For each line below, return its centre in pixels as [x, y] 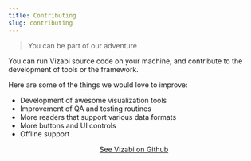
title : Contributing [43, 15]
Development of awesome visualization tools [93, 100]
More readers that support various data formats [98, 117]
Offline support [45, 134]
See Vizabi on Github [134, 149]
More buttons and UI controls [68, 125]
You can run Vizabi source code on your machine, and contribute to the [125, 61]
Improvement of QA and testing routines [85, 109]
